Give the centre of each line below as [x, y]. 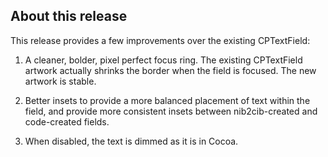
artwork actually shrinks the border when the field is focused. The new [170, 70]
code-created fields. [67, 121]
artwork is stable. [60, 81]
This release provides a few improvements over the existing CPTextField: [160, 40]
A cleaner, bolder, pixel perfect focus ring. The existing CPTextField [163, 60]
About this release [69, 16]
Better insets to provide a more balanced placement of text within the [167, 100]
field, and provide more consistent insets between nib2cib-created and [171, 111]
